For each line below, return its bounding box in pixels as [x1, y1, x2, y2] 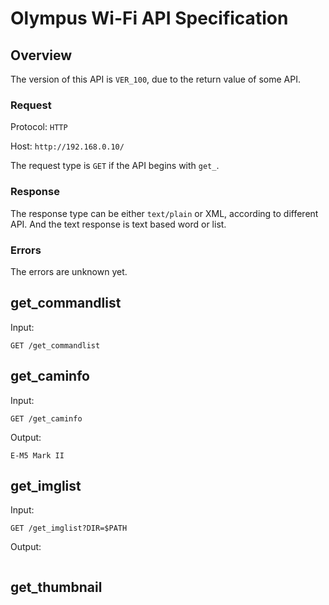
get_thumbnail [10, 578, 103, 596]
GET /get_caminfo [10, 413, 83, 424]
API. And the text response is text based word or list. [10, 218, 227, 230]
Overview [10, 47, 73, 64]
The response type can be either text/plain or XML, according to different [10, 207, 319, 219]
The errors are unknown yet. [10, 265, 128, 277]
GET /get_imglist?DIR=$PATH [10, 523, 128, 534]
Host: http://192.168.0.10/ [10, 140, 125, 152]
